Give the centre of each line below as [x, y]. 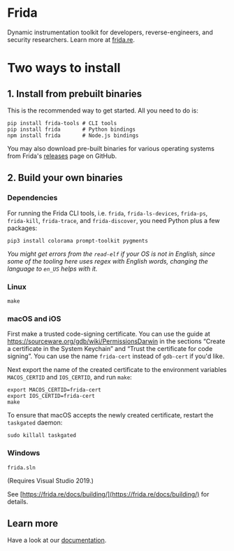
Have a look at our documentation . [57, 541]
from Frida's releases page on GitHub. [62, 156]
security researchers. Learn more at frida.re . [71, 39]
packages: [22, 228]
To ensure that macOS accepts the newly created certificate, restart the [110, 415]
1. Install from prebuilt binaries [75, 93]
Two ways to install [64, 68]
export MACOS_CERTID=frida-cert [54, 390]
